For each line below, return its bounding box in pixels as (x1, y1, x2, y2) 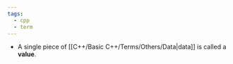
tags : (7, 10, 23, 18)
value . (17, 50, 37, 58)
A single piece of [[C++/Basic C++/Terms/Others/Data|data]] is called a (17, 43, 227, 51)
